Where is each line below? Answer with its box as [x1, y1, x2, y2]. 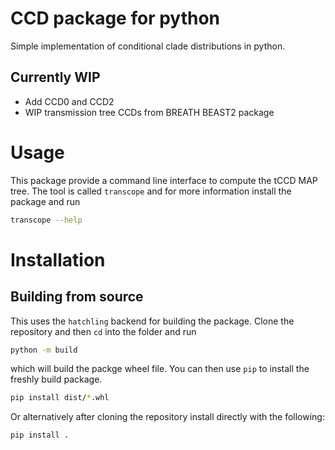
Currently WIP [10, 69, 101, 86]
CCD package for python [10, 7, 221, 30]
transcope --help [10, 215, 83, 225]
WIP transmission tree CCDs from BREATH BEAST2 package [24, 106, 275, 118]
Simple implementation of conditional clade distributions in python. [10, 40, 286, 52]
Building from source [10, 288, 144, 306]
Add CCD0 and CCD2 [24, 95, 115, 107]
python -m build [10, 345, 78, 355]
